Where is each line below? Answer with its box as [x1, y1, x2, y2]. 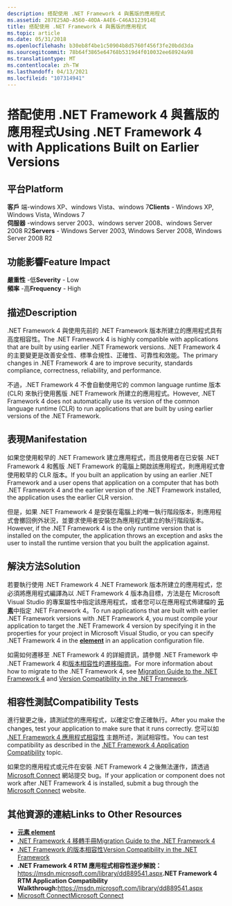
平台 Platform [7, 183, 64, 195]
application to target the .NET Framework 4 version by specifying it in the [7, 622, 216, 630]
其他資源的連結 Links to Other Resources [7, 808, 182, 820]
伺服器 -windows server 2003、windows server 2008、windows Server [7, 219, 213, 228]
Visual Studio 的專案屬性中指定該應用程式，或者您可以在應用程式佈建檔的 [7, 597, 217, 606]
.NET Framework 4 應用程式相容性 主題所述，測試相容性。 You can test [7, 733, 209, 742]
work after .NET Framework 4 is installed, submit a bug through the [7, 779, 199, 787]
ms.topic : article [7, 29, 60, 37]
